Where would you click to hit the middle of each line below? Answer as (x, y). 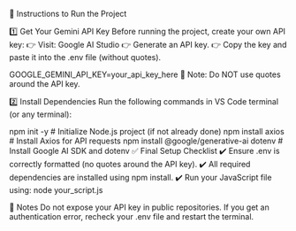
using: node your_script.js (56, 190)
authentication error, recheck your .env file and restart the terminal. (132, 216)
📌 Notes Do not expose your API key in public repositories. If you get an (139, 207)
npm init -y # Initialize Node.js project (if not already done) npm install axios (147, 131)
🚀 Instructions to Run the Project (68, 14)
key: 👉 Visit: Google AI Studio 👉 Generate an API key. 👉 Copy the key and (148, 45)
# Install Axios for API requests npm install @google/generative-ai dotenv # (146, 141)
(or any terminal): (41, 114)
